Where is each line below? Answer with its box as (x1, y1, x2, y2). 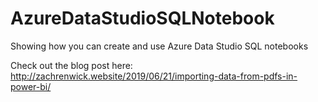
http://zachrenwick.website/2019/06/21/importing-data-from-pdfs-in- (10, 70, 298, 82)
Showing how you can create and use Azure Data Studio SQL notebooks (10, 40, 309, 52)
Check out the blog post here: (10, 59, 133, 71)
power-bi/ (10, 80, 52, 92)
